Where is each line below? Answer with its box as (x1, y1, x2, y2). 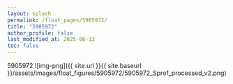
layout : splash (7, 10, 52, 17)
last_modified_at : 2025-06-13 (7, 36, 96, 43)
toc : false (7, 42, 39, 49)
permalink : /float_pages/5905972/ (7, 17, 108, 24)
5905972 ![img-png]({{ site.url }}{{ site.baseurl (7, 62, 142, 69)
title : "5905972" (7, 23, 58, 30)
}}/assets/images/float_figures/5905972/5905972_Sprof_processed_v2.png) (7, 69, 227, 77)
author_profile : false (7, 29, 73, 37)
